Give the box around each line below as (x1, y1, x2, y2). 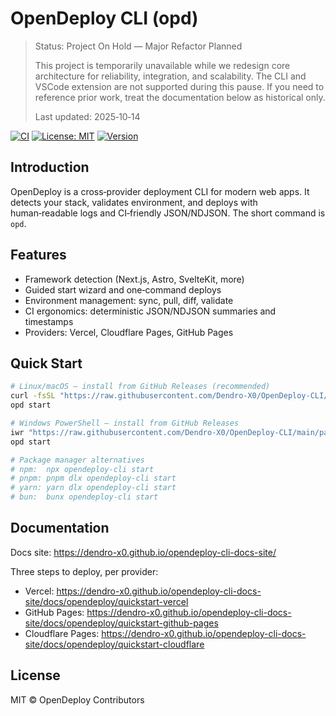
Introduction (10, 159, 90, 176)
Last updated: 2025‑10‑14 (34, 110, 141, 122)
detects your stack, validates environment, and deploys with (10, 196, 258, 208)
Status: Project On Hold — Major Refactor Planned (34, 40, 243, 52)
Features (10, 247, 67, 264)
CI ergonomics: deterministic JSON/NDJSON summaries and (24, 305, 277, 317)
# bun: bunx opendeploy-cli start (10, 492, 159, 502)
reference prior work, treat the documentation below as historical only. (34, 91, 326, 103)
